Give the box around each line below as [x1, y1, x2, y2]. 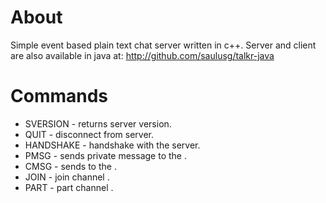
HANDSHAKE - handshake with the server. [24, 139, 201, 151]
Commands [10, 85, 109, 108]
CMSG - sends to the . [24, 160, 117, 172]
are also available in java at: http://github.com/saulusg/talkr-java [10, 49, 275, 61]
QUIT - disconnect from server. [24, 128, 155, 140]
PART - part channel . [24, 181, 114, 193]
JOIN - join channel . [24, 171, 110, 183]
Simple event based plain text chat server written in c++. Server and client [10, 39, 317, 51]
